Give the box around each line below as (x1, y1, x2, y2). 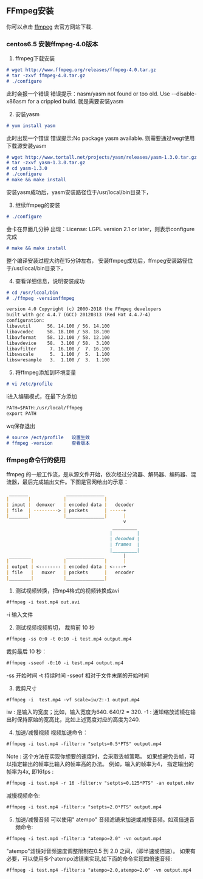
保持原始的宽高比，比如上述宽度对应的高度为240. (16, 716, 140, 723)
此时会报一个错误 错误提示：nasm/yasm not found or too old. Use (6, 90, 170, 97)
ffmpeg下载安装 (15, 55, 55, 62)
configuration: (6, 318, 45, 324)
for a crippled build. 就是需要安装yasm (27, 97, 124, 105)
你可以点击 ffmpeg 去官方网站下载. (6, 23, 93, 30)
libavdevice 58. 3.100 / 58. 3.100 (6, 340, 111, 346)
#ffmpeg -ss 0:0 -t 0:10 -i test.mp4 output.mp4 (6, 636, 132, 642)
